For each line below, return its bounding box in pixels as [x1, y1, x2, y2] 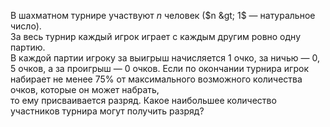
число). [10, 20, 42, 32]
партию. [10, 41, 46, 53]
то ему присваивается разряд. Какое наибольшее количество [10, 95, 277, 106]
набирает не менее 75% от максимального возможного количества [10, 73, 303, 85]
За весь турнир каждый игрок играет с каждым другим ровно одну [10, 31, 302, 42]
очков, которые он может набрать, [10, 84, 160, 95]
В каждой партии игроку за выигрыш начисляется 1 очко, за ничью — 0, [10, 52, 320, 64]
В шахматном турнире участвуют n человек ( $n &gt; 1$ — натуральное [10, 10, 316, 21]
